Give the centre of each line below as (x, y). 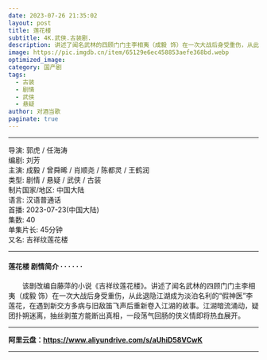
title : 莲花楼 (30, 30)
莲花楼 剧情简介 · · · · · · (46, 266)
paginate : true (33, 119)
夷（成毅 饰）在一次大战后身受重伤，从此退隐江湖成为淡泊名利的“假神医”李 (131, 296)
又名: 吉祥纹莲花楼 (38, 239)
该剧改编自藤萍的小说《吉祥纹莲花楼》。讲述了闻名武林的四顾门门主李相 (139, 286)
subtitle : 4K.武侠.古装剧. (50, 38)
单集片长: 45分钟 (36, 229)
